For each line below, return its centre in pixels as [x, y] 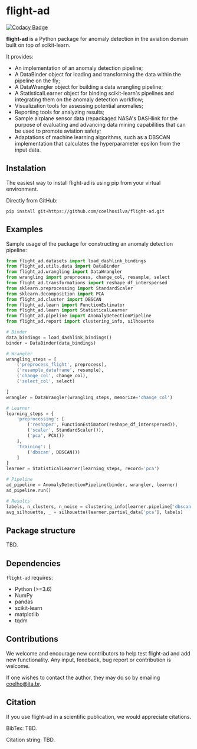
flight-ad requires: [29, 578]
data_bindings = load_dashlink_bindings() [59, 337]
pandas [24, 602]
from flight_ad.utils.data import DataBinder [63, 266]
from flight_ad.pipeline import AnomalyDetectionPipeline [79, 316]
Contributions [32, 639]
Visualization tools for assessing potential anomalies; [79, 105]
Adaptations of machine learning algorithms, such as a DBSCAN [92, 137]
